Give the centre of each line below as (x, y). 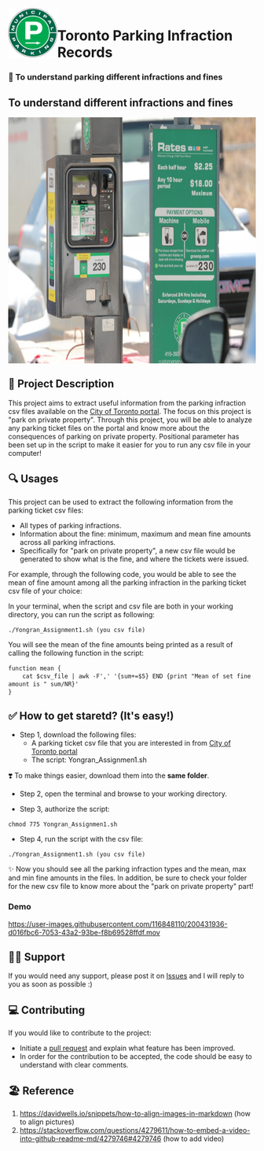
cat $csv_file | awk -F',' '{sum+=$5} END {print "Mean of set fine (137, 676)
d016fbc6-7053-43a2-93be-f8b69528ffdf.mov (84, 932)
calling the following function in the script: (76, 653)
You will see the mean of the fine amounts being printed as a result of (121, 644)
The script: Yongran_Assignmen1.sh (89, 760)
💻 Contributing (47, 1010)
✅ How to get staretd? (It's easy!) (91, 716)
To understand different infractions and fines (121, 103)
